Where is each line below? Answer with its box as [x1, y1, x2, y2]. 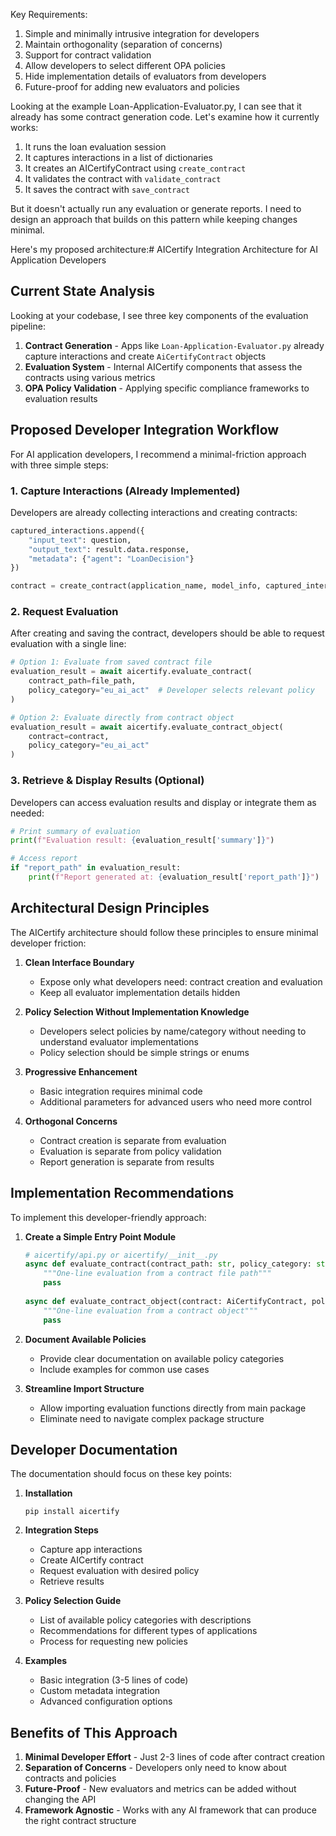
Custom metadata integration [39, 1685, 160, 1697]
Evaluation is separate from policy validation [39, 1145, 222, 1157]
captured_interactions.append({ [10, 525, 145, 536]
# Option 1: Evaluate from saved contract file [10, 657, 213, 668]
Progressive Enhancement [24, 1065, 138, 1078]
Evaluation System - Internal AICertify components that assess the [24, 360, 303, 373]
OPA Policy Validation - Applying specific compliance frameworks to [24, 382, 310, 394]
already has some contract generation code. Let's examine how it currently [10, 111, 320, 123]
